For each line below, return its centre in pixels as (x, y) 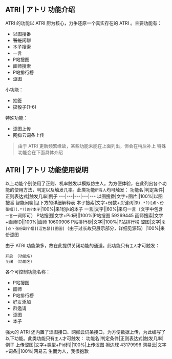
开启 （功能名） (20, 256)
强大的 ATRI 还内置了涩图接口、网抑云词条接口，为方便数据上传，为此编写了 (85, 332)
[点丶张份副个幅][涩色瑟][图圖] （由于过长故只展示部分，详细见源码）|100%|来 (85, 228)
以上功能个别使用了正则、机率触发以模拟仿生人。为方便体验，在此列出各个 (84, 183)
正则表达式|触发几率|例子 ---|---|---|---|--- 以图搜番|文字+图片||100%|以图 (84, 196)
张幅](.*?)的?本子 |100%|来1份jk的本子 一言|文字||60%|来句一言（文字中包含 (84, 209)
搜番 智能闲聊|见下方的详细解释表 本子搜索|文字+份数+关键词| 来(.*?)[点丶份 (84, 202)
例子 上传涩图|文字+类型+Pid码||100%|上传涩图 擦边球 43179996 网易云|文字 (86, 345)
